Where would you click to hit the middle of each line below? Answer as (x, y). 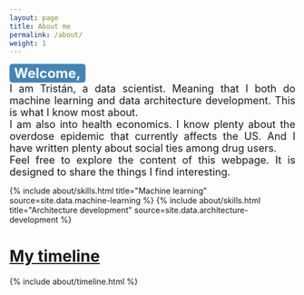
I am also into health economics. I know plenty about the (152, 125)
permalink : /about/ (46, 34)
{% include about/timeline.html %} (74, 281)
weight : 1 (28, 43)
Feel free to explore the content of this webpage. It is (152, 160)
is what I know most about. (74, 113)
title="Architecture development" (71, 211)
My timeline (55, 256)
